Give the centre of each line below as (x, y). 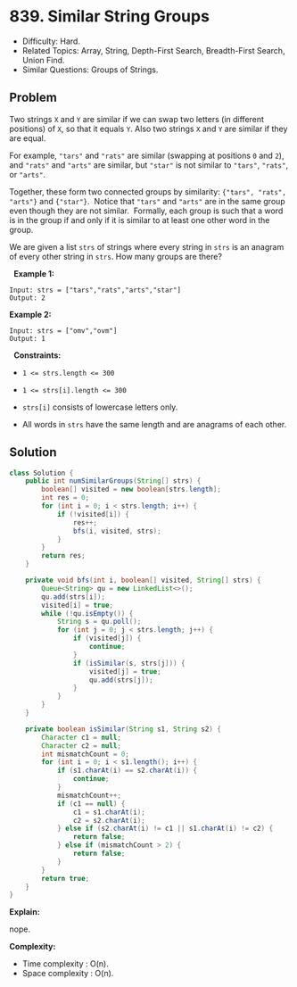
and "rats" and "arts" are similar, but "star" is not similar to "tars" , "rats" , (148, 165)
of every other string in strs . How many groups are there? (116, 256)
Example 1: (34, 273)
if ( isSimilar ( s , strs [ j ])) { (129, 663)
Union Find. (43, 60)
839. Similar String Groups (109, 17)
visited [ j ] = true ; (125, 671)
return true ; (66, 878)
